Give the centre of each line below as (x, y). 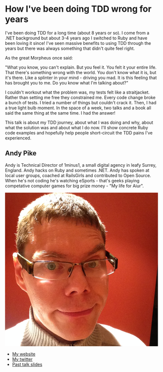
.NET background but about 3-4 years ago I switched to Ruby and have (76, 38)
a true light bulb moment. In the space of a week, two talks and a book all (78, 108)
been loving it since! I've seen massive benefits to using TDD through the (78, 43)
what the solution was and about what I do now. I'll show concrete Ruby (77, 127)
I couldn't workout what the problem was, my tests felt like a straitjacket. (77, 92)
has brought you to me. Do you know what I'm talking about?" (67, 83)
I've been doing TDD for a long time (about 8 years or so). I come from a (77, 33)
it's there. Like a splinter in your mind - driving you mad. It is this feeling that (81, 78)
